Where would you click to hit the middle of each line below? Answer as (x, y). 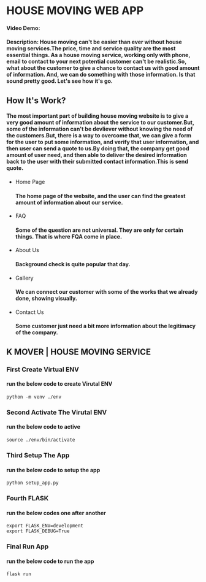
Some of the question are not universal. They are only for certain (99, 230)
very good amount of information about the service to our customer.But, (100, 123)
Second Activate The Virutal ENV (57, 412)
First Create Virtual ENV (43, 369)
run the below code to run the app (50, 561)
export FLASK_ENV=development (45, 526)
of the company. (36, 332)
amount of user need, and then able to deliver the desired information (97, 155)
